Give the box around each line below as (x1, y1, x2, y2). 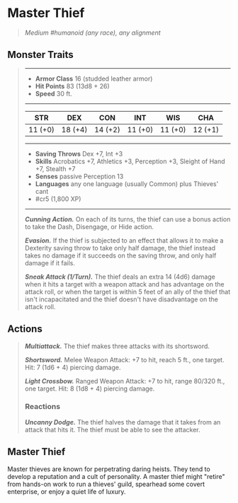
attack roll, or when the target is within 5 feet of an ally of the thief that (24, 287, 231, 296)
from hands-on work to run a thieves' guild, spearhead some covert (7, 480, 205, 488)
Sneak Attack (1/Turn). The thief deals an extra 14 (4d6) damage (24, 272, 216, 281)
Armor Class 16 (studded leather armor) (35, 74, 153, 83)
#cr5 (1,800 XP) (35, 195, 81, 203)
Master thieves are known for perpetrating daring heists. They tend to (7, 465, 210, 473)
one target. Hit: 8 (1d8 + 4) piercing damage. (24, 384, 155, 393)
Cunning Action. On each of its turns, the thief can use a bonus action (24, 214, 231, 224)
